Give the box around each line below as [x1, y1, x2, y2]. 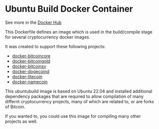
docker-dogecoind [12, 68, 49, 74]
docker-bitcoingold [12, 58, 50, 64]
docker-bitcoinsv [12, 63, 47, 69]
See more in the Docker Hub [5, 19, 62, 25]
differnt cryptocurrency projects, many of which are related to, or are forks [5, 98, 154, 104]
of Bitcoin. [5, 104, 26, 110]
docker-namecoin [12, 79, 48, 85]
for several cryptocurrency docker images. [5, 34, 91, 40]
